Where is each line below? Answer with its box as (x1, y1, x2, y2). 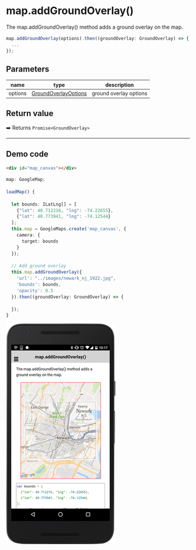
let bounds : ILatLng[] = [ (11, 201, 77, 207)
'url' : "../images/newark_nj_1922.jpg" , (16, 275, 116, 282)
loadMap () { (6, 189, 35, 194)
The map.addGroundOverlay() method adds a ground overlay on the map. (6, 23, 184, 30)
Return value (6, 108, 54, 118)
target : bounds (21, 238, 59, 244)
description (105, 81, 134, 88)
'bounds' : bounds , (16, 282, 61, 288)
